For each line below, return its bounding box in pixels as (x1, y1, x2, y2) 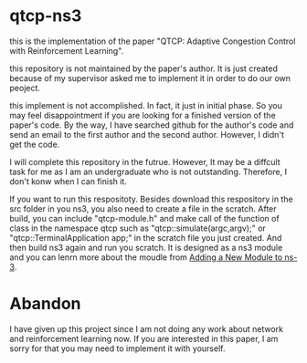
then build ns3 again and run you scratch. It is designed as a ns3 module (9, 242, 283, 253)
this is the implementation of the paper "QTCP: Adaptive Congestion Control (9, 36, 296, 47)
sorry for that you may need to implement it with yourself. (9, 343, 226, 354)
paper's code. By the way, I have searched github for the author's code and (9, 119, 294, 130)
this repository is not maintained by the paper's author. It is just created (9, 63, 279, 74)
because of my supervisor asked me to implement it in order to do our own (9, 72, 291, 83)
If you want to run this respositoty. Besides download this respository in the (9, 193, 294, 204)
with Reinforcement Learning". (9, 45, 124, 56)
